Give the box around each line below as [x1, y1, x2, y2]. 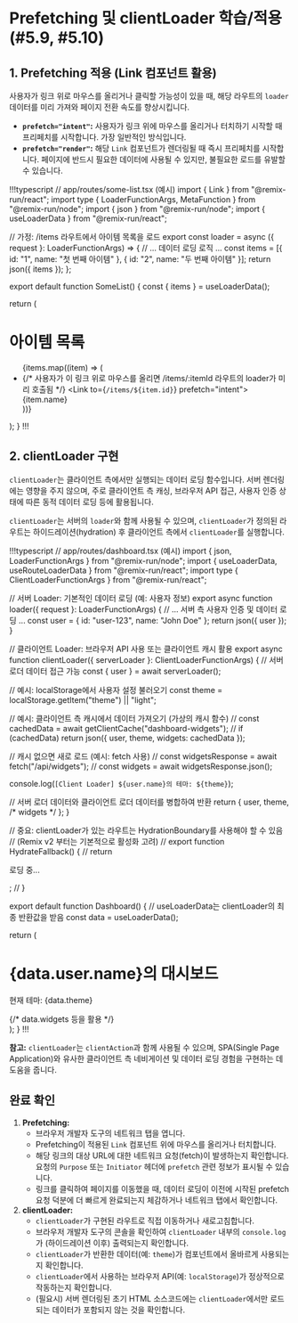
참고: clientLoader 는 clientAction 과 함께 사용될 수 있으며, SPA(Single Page [9, 1041, 280, 1052]
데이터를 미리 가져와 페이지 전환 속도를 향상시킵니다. [9, 102, 189, 112]
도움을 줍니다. [9, 1064, 58, 1074]
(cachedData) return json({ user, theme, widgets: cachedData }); [9, 732, 246, 743]
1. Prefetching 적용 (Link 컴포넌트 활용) [9, 65, 218, 80]
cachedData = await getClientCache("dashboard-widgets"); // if [9, 723, 244, 733]
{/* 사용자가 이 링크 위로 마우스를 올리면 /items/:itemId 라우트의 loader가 [21, 372, 277, 383]
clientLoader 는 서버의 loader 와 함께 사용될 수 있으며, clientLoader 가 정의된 [9, 515, 278, 526]
